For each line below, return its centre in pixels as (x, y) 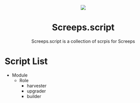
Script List (26, 61)
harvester (37, 86)
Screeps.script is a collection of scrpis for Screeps (83, 41)
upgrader (36, 91)
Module (20, 75)
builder (34, 96)
